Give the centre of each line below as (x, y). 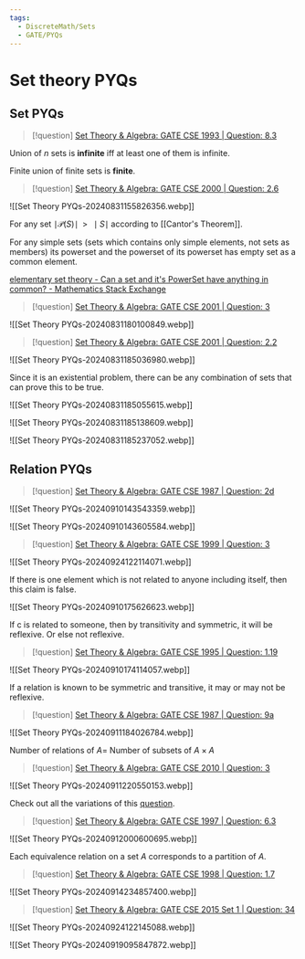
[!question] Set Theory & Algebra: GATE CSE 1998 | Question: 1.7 (153, 874)
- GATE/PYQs (41, 35)
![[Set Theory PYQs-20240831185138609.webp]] (101, 423)
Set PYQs (37, 114)
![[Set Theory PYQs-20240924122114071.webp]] (100, 562)
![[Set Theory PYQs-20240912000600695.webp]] (104, 839)
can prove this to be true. (57, 387)
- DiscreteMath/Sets (57, 26)
